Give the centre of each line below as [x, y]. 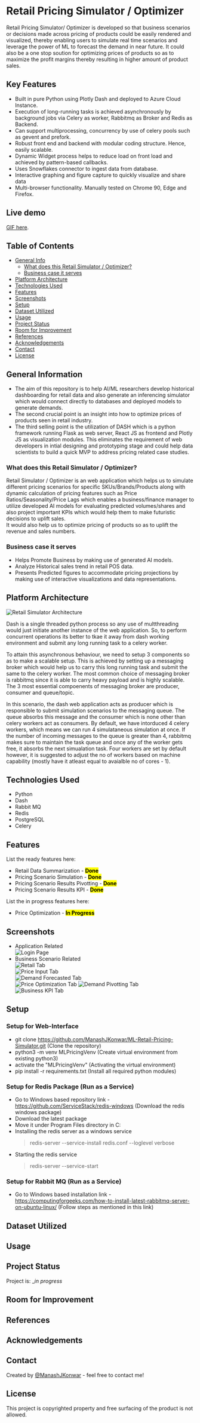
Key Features [31, 85]
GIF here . [18, 227]
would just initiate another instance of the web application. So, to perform [96, 630]
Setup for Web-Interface [42, 1026]
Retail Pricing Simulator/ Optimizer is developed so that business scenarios [98, 27]
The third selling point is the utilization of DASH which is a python [95, 427]
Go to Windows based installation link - [63, 1194]
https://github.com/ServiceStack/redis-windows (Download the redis [100, 1106]
